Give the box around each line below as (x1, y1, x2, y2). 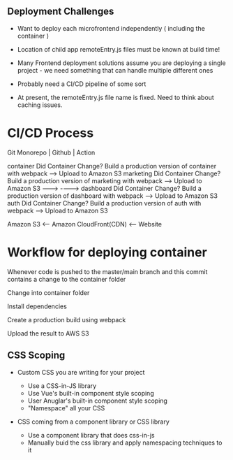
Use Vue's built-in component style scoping (27, 389, 155, 397)
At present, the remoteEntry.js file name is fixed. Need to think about (17, 93, 214, 101)
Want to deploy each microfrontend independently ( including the (17, 24, 206, 32)
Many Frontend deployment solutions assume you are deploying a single (17, 59, 226, 67)
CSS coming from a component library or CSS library (17, 417, 170, 426)
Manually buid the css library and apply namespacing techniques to (27, 438, 223, 447)
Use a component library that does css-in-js (27, 431, 155, 439)
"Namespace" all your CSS (27, 403, 105, 412)
